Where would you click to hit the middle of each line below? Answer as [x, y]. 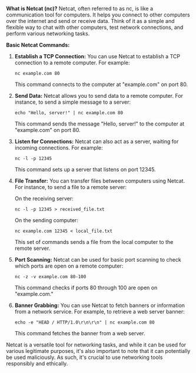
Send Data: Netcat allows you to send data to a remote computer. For [99, 96]
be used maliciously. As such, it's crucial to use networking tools [84, 357]
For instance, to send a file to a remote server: [71, 187]
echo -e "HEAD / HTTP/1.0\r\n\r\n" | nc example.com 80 [84, 322]
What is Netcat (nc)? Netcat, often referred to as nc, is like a [80, 9]
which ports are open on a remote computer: [69, 266]
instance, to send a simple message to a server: [73, 102]
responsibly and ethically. [37, 364]
